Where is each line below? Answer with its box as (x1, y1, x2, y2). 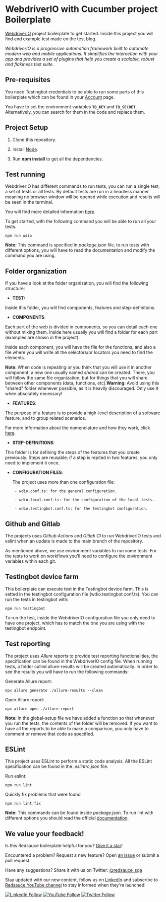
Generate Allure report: (5, 678, 52, 684)
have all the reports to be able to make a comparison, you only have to (5, 725, 149, 731)
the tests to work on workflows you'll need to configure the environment (5, 553, 153, 559)
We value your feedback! (5, 829, 84, 838)
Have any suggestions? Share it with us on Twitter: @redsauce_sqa (5, 867, 142, 873)
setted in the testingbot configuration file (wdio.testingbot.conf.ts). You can (5, 591, 159, 597)
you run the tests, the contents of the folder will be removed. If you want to (5, 720, 158, 726)
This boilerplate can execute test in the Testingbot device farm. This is (5, 586, 149, 592)
